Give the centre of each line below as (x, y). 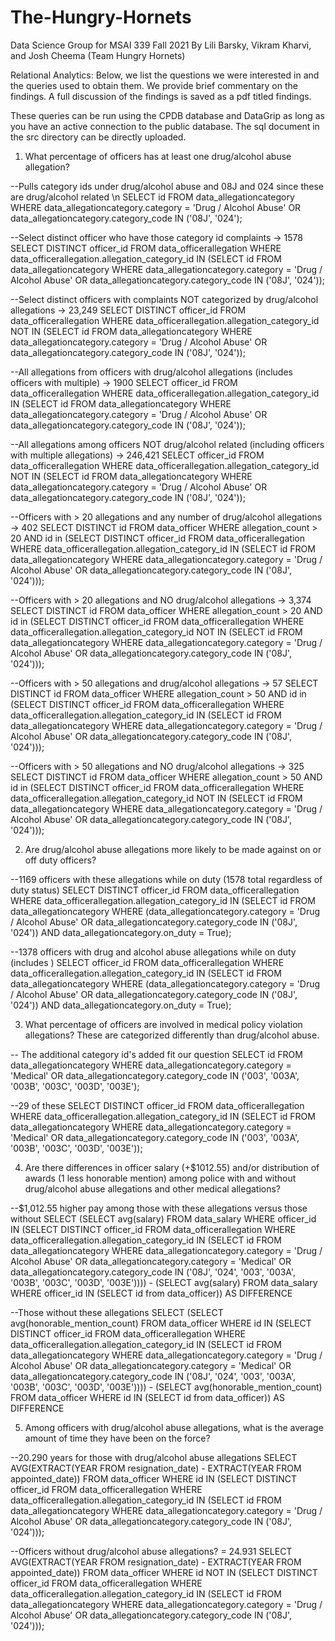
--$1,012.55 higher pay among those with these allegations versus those (159, 1208)
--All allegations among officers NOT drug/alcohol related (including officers (167, 444)
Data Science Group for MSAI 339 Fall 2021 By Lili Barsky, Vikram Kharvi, (161, 45)
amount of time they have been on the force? (117, 1438)
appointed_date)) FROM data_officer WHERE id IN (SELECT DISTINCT (154, 1478)
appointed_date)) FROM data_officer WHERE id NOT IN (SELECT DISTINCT (164, 1572)
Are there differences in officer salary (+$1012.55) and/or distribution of (172, 1167)
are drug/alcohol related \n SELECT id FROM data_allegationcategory (152, 197)
